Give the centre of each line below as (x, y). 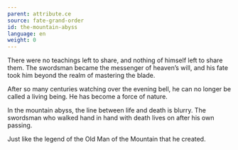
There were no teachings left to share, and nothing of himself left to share (115, 60)
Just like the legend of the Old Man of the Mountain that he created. (107, 139)
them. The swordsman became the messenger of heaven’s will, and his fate (118, 68)
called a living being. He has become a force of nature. (88, 97)
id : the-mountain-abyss (43, 27)
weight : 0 (22, 40)
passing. (20, 125)
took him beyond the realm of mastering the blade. (81, 76)
